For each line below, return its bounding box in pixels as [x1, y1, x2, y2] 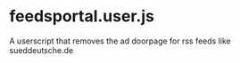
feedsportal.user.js [9, 6, 154, 27]
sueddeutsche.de [9, 44, 74, 55]
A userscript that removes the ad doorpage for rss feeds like [9, 35, 231, 46]
